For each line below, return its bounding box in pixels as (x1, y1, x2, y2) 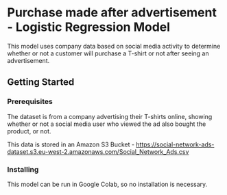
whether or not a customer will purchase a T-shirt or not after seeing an (7, 49, 209, 57)
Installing (7, 164, 39, 174)
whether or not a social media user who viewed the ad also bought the (7, 120, 206, 128)
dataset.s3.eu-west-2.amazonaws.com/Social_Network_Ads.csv (7, 147, 189, 155)
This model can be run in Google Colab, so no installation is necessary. (7, 180, 208, 188)
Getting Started (7, 77, 75, 88)
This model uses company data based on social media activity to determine (7, 42, 221, 50)
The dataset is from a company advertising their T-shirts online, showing (7, 112, 213, 120)
